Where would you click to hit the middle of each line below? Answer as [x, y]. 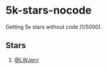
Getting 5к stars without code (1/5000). [54, 27]
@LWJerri [27, 59]
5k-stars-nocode [49, 10]
